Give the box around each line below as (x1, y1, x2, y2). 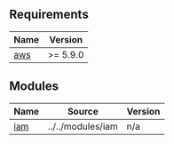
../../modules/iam (47, 120, 118, 132)
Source (67, 105, 99, 117)
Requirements (9, 7, 89, 22)
